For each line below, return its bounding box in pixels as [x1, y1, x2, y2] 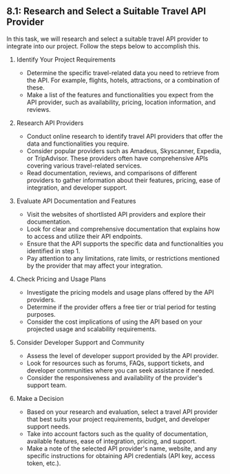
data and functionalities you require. [26, 139, 129, 148]
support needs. [26, 422, 70, 431]
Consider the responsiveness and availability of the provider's [26, 373, 202, 382]
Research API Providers [16, 119, 84, 127]
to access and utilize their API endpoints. [26, 232, 143, 240]
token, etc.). [26, 459, 61, 467]
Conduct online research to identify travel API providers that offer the [26, 132, 223, 140]
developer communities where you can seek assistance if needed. [26, 366, 215, 375]
